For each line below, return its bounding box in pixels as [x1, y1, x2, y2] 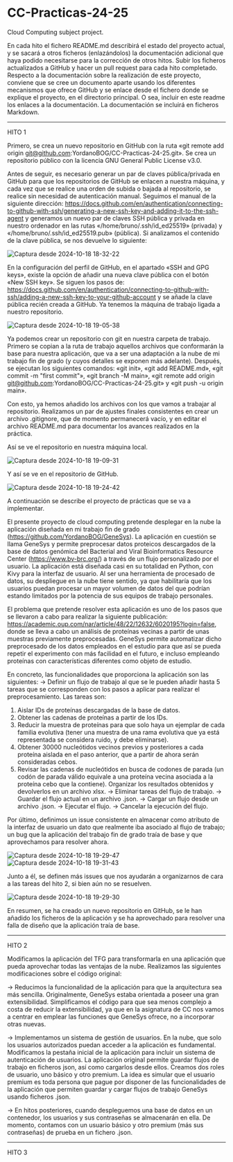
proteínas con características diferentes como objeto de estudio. [7, 656, 192, 665]
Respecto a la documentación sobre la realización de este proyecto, [7, 71, 201, 79]
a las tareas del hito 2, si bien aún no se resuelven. [7, 879, 152, 888]
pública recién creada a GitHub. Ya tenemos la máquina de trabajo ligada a [7, 300, 221, 308]
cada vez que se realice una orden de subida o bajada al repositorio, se [7, 184, 212, 193]
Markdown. [7, 108, 40, 116]
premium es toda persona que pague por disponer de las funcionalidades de [7, 1077, 226, 1086]
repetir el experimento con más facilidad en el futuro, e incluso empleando [7, 649, 220, 658]
